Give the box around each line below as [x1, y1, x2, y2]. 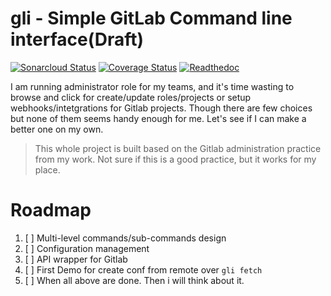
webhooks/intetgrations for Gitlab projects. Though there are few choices [10, 102, 313, 114]
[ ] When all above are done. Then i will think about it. [24, 274, 245, 286]
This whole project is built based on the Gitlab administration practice [34, 142, 322, 154]
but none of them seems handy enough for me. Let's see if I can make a [10, 112, 307, 124]
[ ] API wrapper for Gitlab [24, 253, 128, 265]
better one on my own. [10, 123, 104, 135]
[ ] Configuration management [24, 242, 150, 254]
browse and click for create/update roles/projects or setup [10, 91, 252, 103]
